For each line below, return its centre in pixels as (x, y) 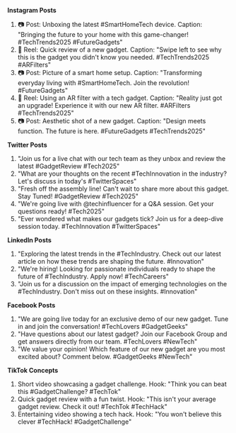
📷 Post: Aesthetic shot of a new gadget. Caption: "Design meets (112, 121)
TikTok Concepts (33, 370)
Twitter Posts (27, 145)
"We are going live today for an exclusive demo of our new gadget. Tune (123, 319)
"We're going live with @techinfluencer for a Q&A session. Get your (116, 204)
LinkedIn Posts (29, 240)
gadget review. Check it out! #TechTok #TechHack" (92, 406)
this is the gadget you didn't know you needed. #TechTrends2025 (113, 57)
